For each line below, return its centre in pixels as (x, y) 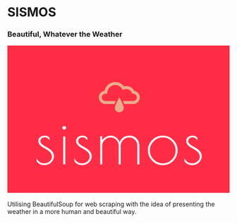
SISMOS (32, 12)
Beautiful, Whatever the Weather (65, 34)
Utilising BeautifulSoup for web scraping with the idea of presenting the (111, 204)
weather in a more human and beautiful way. (72, 211)
